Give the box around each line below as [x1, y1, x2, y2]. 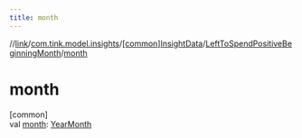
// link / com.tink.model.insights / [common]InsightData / [9, 38, 206, 49]
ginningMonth [9, 47, 61, 59]
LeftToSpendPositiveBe [204, 38, 292, 49]
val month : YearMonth [9, 118, 92, 129]
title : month [9, 13, 59, 23]
